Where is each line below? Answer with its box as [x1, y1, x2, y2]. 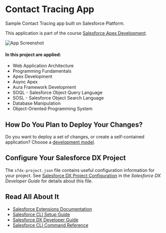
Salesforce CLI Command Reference [12, 222, 89, 228]
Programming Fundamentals [12, 68, 72, 74]
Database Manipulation [12, 100, 61, 107]
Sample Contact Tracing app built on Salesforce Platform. [5, 20, 125, 26]
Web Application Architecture [12, 63, 74, 69]
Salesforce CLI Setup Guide [12, 211, 71, 217]
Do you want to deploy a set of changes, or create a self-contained [5, 133, 145, 139]
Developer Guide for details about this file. [5, 178, 93, 184]
